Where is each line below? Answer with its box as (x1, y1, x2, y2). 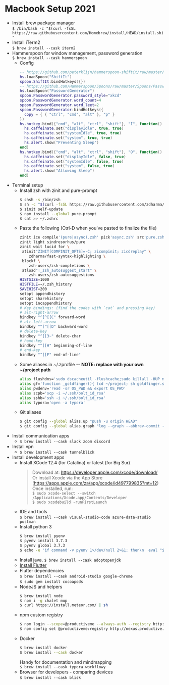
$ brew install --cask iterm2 (12, 45, 76, 51)
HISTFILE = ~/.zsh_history (19, 282, 72, 287)
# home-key (19, 338, 43, 344)
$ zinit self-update (19, 207, 63, 212)
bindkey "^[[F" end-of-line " (19, 352, 81, 358)
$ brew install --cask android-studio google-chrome (19, 574, 133, 579)
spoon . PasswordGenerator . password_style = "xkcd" (19, 93, 122, 99)
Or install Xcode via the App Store (32, 475, 103, 481)
